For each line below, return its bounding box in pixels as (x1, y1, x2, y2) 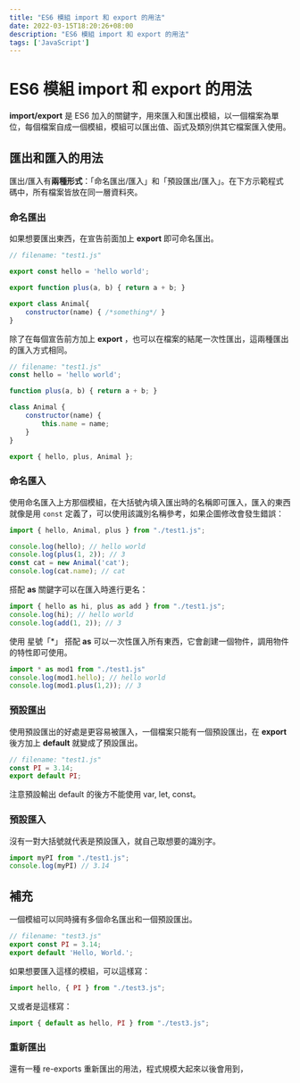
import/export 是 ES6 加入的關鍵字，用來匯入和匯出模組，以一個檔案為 (9, 111, 272, 121)
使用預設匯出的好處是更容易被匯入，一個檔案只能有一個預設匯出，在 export (9, 726, 287, 737)
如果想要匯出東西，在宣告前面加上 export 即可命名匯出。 (9, 233, 219, 244)
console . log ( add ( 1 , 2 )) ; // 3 (9, 618, 122, 628)
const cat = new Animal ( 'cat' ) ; (9, 559, 129, 568)
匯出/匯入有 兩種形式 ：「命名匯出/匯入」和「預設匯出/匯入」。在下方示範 (9, 176, 269, 186)
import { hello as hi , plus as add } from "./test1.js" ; (9, 602, 226, 612)
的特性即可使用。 (9, 646, 72, 657)
